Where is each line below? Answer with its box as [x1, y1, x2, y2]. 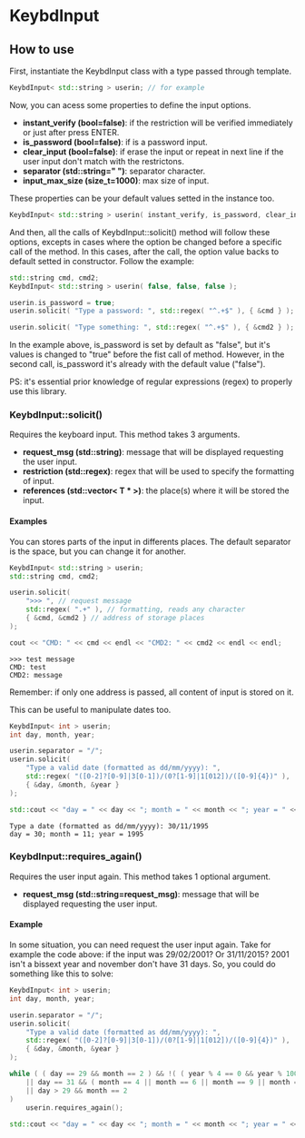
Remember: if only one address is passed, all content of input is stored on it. [9, 687, 294, 698]
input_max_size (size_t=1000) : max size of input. [22, 174, 210, 186]
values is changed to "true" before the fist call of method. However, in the [9, 349, 285, 360]
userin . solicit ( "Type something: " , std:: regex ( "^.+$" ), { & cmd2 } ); [9, 323, 295, 332]
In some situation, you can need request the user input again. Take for [9, 939, 271, 950]
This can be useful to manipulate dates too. [9, 704, 172, 715]
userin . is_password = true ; [9, 298, 116, 307]
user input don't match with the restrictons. [22, 155, 184, 166]
